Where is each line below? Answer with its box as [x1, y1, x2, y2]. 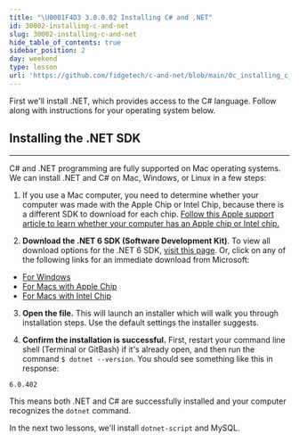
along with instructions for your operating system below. [9, 104, 216, 116]
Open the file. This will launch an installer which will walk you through [21, 307, 279, 318]
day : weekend [9, 54, 58, 63]
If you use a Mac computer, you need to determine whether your [21, 189, 259, 201]
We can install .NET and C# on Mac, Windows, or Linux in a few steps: [9, 172, 267, 183]
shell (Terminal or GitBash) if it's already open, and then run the [21, 344, 255, 355]
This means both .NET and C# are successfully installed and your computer [9, 396, 287, 406]
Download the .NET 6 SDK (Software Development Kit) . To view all [21, 235, 271, 246]
